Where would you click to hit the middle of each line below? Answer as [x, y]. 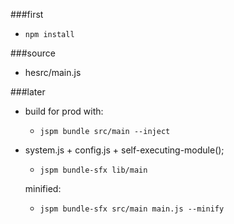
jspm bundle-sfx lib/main [93, 170]
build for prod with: [64, 111]
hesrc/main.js [53, 72]
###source [33, 53]
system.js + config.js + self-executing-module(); [124, 150]
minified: [43, 188]
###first [27, 14]
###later [28, 92]
